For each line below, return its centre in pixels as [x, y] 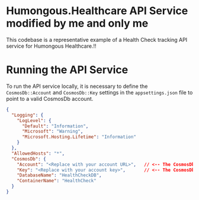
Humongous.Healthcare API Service [97, 11]
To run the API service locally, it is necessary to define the [77, 86]
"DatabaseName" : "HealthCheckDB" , [59, 175]
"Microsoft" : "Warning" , [52, 132]
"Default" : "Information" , [55, 126]
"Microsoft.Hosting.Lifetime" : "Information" [79, 137]
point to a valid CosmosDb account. [50, 99]
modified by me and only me [77, 23]
